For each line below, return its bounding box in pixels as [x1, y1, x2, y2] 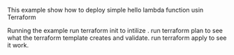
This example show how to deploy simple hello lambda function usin [7, 6, 204, 14]
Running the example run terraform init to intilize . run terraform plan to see [7, 27, 224, 34]
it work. [7, 41, 29, 49]
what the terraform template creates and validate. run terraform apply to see [7, 34, 227, 42]
